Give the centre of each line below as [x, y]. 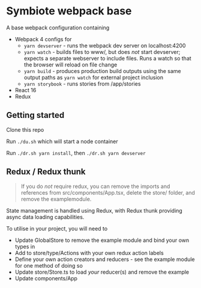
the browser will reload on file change [70, 65]
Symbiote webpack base [69, 11]
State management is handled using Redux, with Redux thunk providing [94, 210]
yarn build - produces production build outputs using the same [102, 71]
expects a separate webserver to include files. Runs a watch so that [108, 58]
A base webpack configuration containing [58, 28]
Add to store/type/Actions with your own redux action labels [89, 253]
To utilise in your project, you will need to [57, 228]
